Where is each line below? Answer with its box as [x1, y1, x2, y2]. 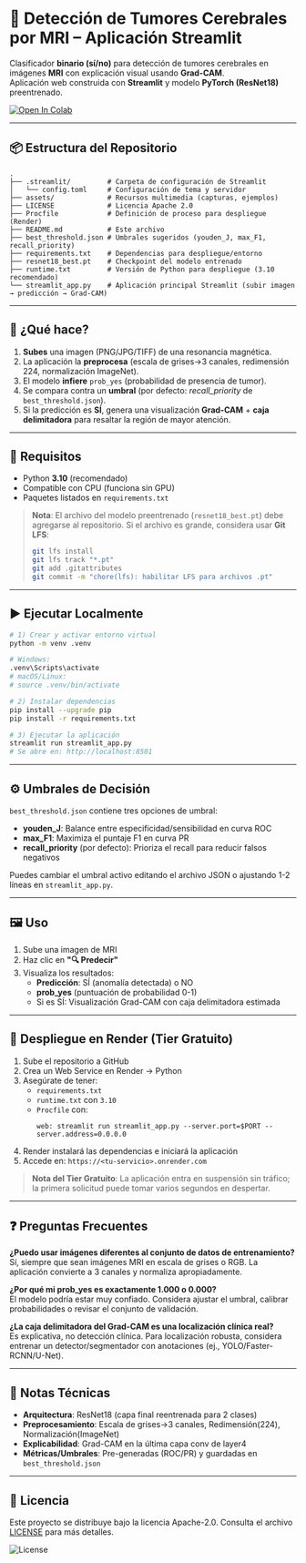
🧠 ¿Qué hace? [9, 322, 89, 338]
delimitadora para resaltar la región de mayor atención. [22, 414, 231, 424]
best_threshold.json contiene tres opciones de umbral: [9, 805, 219, 816]
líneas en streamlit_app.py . [9, 879, 114, 890]
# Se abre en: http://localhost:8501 [9, 747, 153, 757]
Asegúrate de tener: [22, 1075, 98, 1086]
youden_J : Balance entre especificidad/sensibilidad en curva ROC [22, 823, 272, 833]
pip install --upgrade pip [9, 705, 112, 714]
